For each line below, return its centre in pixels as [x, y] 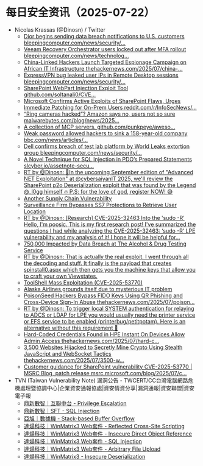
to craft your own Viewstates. [61, 276]
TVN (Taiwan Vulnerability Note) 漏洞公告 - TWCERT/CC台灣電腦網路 [101, 380]
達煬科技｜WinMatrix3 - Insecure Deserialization [84, 456]
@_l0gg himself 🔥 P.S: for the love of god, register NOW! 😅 [98, 191]
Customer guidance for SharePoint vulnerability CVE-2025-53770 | [108, 367]
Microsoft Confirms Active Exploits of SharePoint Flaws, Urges [102, 101]
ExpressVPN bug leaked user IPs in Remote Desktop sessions [101, 75]
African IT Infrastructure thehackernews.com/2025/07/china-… [103, 68]
